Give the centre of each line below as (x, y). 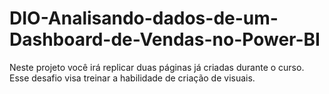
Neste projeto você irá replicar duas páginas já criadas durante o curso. (157, 67)
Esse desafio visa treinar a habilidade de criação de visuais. (132, 78)
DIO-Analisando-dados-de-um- (144, 18)
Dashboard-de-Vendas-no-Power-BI (165, 39)
